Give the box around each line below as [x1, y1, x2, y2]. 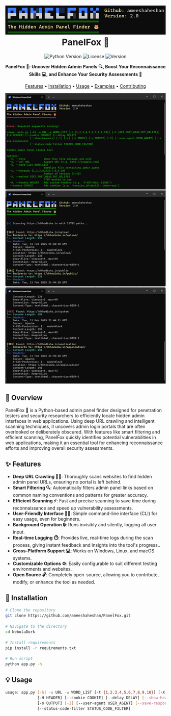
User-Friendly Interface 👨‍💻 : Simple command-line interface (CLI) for [12, 510, 158, 517]
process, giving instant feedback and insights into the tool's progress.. [12, 542, 160, 548]
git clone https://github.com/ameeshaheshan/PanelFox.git [5, 613, 131, 619]
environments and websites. [12, 566, 72, 572]
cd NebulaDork [5, 629, 36, 634]
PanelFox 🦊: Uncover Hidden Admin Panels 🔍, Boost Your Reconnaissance [5, 63, 166, 69]
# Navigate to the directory [5, 624, 67, 629]
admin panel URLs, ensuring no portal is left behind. [12, 479, 122, 485]
